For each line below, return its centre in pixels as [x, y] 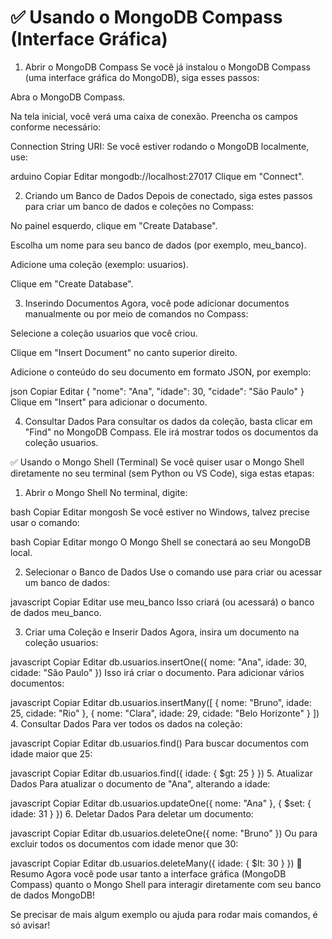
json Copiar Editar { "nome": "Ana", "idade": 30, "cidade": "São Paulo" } [157, 391]
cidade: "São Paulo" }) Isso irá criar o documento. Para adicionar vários [157, 672]
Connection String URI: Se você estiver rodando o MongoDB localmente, [160, 146]
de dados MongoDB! [52, 895]
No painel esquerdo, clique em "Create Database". [114, 225]
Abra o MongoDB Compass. [68, 97]
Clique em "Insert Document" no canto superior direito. [124, 352]
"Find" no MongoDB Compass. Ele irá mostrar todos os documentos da [171, 432]
